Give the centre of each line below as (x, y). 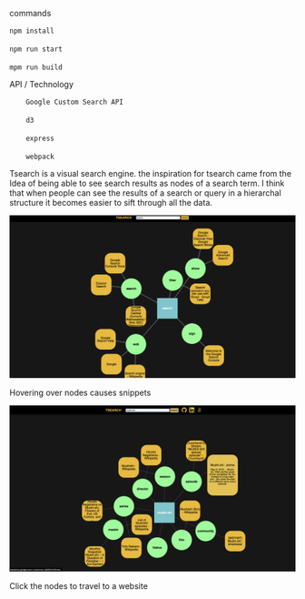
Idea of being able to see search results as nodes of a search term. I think (147, 183)
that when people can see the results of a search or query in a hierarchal (145, 193)
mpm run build (36, 67)
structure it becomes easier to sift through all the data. (111, 203)
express (40, 138)
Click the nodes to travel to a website (79, 586)
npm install (32, 31)
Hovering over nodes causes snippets (80, 392)
